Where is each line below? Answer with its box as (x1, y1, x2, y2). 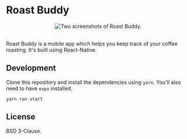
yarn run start (6, 96, 43, 102)
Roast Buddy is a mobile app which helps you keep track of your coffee (6, 40, 178, 47)
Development (6, 63, 57, 73)
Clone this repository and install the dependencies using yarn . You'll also (6, 79, 181, 85)
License (6, 112, 36, 122)
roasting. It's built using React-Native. (6, 46, 97, 53)
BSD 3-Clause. (6, 127, 42, 134)
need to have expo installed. (6, 85, 73, 92)
